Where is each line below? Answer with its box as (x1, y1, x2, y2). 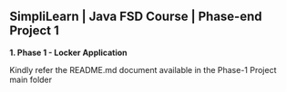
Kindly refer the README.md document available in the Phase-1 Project (9, 64, 277, 75)
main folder (9, 74, 53, 85)
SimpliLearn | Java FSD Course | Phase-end (9, 9, 262, 24)
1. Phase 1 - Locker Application (9, 47, 128, 58)
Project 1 (9, 23, 59, 39)
